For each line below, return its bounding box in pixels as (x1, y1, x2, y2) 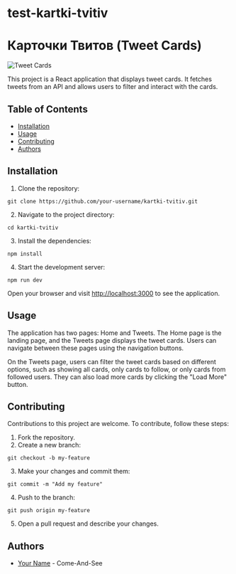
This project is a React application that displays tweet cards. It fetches (7, 75, 213, 83)
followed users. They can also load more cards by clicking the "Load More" (7, 372, 227, 381)
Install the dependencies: (17, 236, 92, 245)
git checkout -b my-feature (7, 455, 91, 462)
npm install (7, 250, 43, 257)
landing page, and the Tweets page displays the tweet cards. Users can (7, 336, 217, 344)
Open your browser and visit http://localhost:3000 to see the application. (7, 289, 220, 297)
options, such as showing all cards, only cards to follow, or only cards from (7, 365, 226, 373)
